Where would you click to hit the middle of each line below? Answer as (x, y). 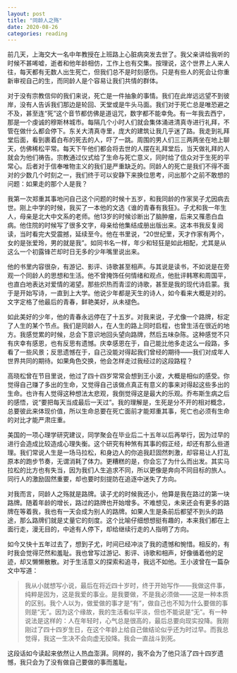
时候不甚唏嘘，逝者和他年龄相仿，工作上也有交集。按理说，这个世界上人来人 (119, 63)
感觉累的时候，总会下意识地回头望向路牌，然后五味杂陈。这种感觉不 (124, 335)
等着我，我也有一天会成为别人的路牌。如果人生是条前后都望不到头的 (118, 512)
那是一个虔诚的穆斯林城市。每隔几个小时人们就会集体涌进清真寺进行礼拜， (115, 122)
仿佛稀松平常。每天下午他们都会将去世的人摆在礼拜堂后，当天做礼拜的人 (124, 149)
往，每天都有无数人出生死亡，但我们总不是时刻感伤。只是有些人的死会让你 (115, 72)
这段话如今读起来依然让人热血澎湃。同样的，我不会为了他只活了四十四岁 (112, 653)
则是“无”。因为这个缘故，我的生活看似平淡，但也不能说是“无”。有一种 (126, 612)
